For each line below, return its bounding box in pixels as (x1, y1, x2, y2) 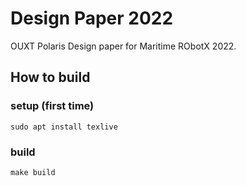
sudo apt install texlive (10, 122, 118, 132)
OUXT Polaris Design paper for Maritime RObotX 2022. (10, 40, 237, 52)
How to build (10, 69, 91, 86)
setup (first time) (10, 99, 95, 113)
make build (10, 167, 56, 177)
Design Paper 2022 (10, 7, 174, 30)
